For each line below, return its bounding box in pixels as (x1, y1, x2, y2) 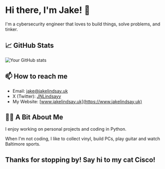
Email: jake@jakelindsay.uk (12, 88, 68, 94)
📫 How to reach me (5, 72, 68, 81)
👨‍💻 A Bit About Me (5, 113, 63, 121)
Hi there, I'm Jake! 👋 (5, 4, 90, 16)
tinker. (5, 26, 18, 32)
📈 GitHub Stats (5, 41, 54, 50)
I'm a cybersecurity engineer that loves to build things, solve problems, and (5, 21, 160, 27)
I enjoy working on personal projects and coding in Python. (5, 126, 126, 132)
